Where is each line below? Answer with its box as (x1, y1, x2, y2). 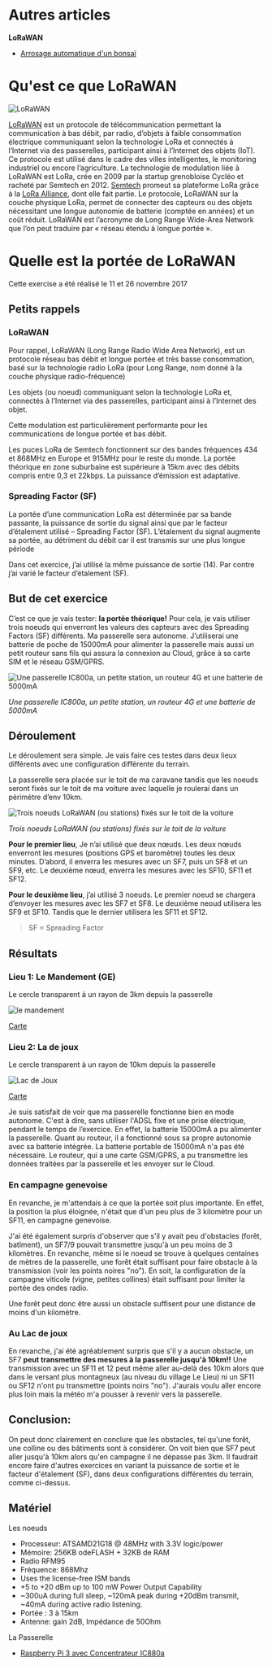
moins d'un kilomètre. (8, 1307, 81, 1317)
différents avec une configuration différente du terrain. (8, 759, 191, 769)
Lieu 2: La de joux (8, 1042, 79, 1053)
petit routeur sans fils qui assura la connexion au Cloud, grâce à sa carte (8, 648, 251, 658)
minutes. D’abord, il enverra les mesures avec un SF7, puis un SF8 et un (8, 857, 248, 867)
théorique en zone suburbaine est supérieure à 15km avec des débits (8, 461, 240, 471)
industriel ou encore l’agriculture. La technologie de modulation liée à (8, 163, 240, 173)
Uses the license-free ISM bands (19, 1573, 131, 1583)
